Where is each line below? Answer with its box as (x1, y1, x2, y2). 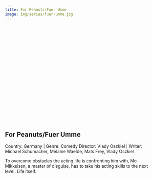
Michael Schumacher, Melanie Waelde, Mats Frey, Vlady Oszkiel (5, 149, 134, 155)
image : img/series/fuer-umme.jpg (5, 12, 73, 17)
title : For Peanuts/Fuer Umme (5, 7, 67, 12)
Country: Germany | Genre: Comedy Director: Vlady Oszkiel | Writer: (5, 143, 143, 149)
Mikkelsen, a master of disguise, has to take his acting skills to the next (5, 163, 148, 169)
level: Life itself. (5, 168, 37, 174)
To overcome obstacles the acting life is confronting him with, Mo (5, 158, 137, 164)
